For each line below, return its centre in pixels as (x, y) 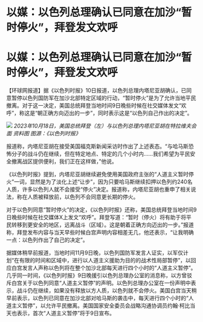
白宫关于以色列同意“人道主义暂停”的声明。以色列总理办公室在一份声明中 (101, 283)
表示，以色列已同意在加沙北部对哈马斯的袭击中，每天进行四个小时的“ (103, 298)
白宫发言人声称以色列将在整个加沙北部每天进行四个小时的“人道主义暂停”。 (104, 268)
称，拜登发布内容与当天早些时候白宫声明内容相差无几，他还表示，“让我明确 (100, 233)
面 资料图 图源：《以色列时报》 (43, 134)
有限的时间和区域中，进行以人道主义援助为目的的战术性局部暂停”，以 (105, 260)
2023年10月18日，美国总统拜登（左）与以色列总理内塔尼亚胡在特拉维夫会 (105, 126)
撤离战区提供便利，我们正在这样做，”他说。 (64, 161)
